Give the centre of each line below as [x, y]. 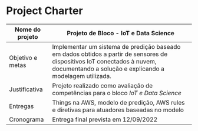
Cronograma [27, 119]
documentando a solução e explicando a [108, 69]
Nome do [28, 29]
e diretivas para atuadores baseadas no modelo [118, 110]
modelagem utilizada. [82, 76]
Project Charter [45, 11]
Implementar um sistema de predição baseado [116, 46]
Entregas [22, 106]
